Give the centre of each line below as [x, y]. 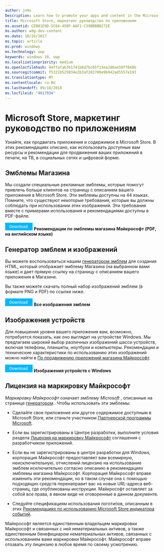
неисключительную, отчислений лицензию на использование [77, 463]
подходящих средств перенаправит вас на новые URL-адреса [77, 483]
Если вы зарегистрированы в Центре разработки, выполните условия [85, 432]
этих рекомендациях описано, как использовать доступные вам [73, 147]
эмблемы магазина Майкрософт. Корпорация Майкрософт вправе [82, 473]
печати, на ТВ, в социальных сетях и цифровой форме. [62, 157]
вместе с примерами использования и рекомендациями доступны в [77, 211]
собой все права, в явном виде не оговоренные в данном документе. [85, 494]
